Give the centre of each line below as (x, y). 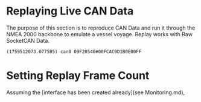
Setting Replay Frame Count (78, 76)
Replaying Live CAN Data (70, 11)
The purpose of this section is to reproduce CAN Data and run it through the (101, 28)
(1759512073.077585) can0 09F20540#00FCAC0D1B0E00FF (74, 52)
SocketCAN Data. (28, 40)
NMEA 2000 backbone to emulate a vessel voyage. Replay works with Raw (100, 34)
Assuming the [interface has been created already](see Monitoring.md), (96, 92)
